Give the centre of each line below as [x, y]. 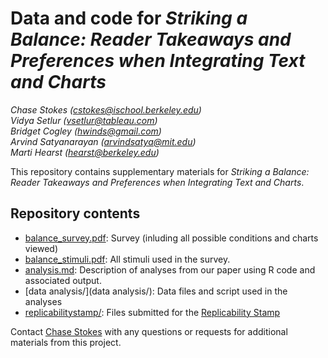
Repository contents [75, 213]
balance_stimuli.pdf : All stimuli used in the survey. [127, 259]
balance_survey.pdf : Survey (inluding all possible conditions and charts [171, 238]
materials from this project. [66, 342]
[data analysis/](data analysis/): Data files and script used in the [156, 291]
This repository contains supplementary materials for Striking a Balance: [160, 171]
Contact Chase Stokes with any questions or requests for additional [149, 331]
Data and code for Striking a [129, 18]
